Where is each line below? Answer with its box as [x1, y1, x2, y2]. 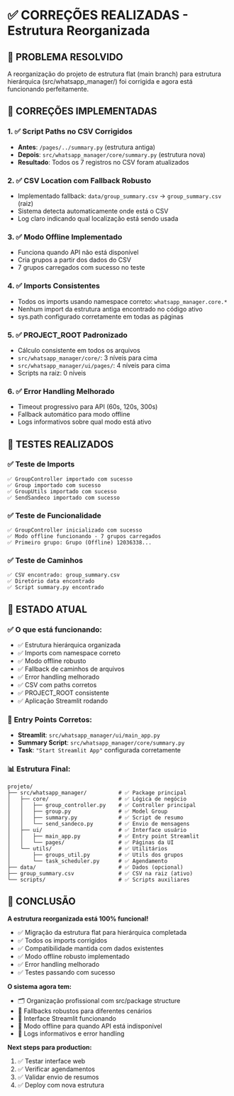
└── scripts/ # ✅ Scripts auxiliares [7, 876, 190, 883]
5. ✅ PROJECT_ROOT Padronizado [7, 330, 128, 340]
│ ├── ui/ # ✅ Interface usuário [7, 826, 186, 833]
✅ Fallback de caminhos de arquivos [17, 664, 126, 674]
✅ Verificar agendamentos [17, 1065, 96, 1073]
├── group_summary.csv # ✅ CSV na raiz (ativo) [7, 870, 194, 877]
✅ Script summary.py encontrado [7, 584, 104, 591]
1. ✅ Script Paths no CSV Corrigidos [7, 126, 133, 136]
